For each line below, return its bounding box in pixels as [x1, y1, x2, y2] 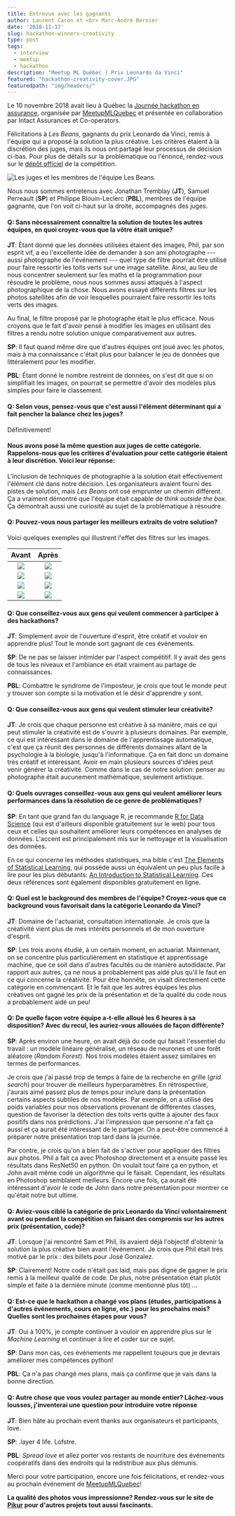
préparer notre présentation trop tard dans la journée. [7, 1133, 162, 1141]
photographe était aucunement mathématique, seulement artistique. [7, 773, 204, 782]
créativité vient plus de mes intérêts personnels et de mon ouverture [7, 924, 205, 932]
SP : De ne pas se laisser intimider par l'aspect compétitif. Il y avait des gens [7, 653, 227, 661]
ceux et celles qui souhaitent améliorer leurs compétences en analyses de [7, 826, 222, 836]
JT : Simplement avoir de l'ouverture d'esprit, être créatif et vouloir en [7, 632, 208, 640]
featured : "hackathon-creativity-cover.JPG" [7, 75, 140, 83]
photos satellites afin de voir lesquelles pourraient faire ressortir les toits [7, 293, 216, 302]
